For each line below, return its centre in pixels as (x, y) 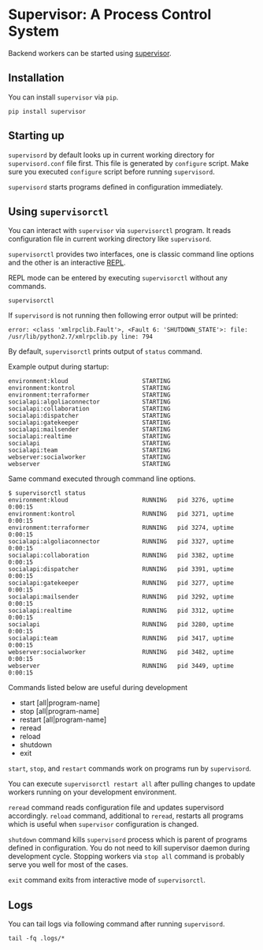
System (34, 31)
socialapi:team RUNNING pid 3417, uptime (121, 638)
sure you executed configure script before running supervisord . (111, 171)
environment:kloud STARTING (89, 381)
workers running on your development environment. (93, 792)
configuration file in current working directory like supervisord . (110, 239)
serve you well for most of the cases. (68, 865)
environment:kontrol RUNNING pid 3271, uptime (121, 514)
